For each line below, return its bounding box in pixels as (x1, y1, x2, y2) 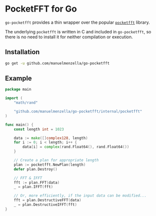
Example (5, 74, 32, 83)
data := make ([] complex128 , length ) (14, 136, 88, 140)
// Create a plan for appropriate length (14, 158, 99, 163)
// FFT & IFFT (14, 175, 42, 180)
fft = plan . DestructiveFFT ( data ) (14, 198, 82, 203)
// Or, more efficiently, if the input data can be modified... (14, 193, 147, 198)
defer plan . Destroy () (14, 167, 57, 171)
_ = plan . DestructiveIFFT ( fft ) (14, 202, 77, 207)
